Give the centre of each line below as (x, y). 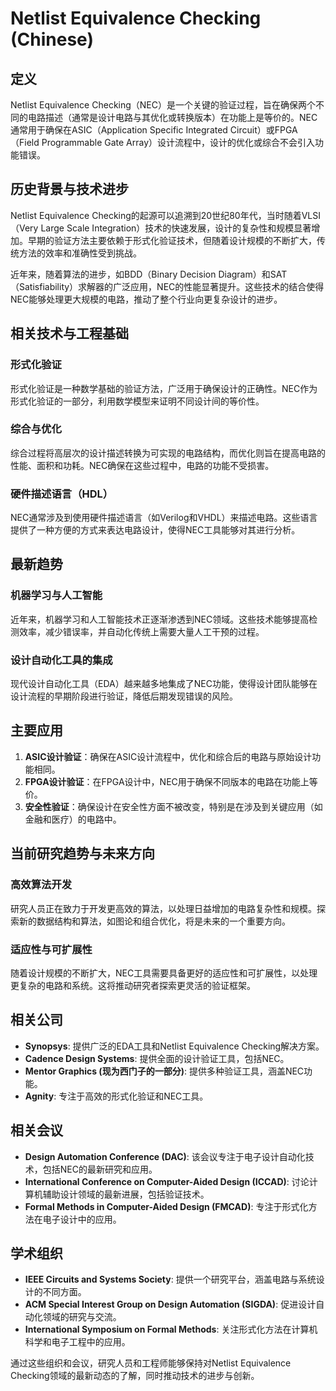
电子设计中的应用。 (82, 1219)
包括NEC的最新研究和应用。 (100, 1169)
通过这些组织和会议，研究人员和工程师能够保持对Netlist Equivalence (151, 1363)
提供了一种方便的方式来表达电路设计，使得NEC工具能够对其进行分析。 (155, 530)
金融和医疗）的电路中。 (73, 819)
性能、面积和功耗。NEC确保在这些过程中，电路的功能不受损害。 (142, 465)
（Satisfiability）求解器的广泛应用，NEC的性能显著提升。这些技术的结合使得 (167, 286)
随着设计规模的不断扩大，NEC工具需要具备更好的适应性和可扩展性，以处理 (164, 973)
